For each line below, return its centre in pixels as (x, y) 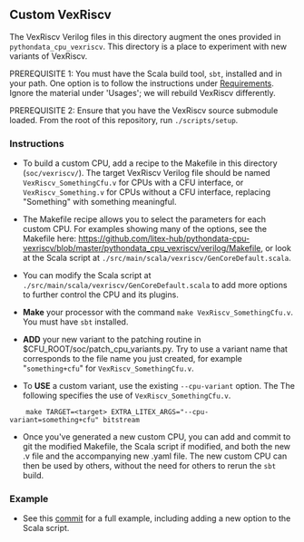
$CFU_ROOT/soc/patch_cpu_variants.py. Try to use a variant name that (155, 349)
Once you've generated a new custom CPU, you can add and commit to (157, 437)
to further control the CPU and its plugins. (100, 295)
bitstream (122, 421)
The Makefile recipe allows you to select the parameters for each (144, 219)
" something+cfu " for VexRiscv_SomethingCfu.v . (108, 368)
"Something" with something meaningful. (99, 202)
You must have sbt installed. (75, 322)
